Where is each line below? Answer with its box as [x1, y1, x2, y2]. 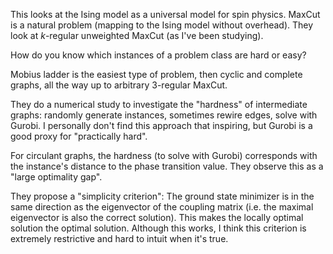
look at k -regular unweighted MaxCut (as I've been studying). [10, 30, 264, 41]
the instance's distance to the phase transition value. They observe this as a [10, 160, 324, 172]
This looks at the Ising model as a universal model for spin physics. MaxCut [10, 9, 321, 20]
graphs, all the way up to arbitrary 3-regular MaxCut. [10, 79, 228, 91]
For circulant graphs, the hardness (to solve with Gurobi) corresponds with [10, 150, 318, 161]
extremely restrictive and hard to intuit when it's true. [10, 233, 229, 244]
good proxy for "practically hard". [10, 130, 148, 142]
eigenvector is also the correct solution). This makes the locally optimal [10, 212, 304, 223]
